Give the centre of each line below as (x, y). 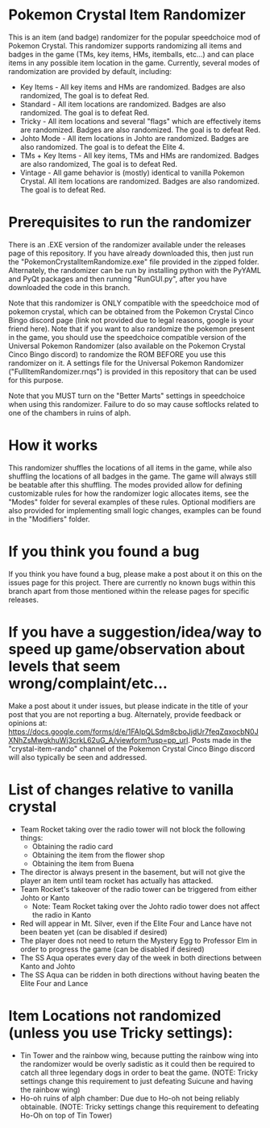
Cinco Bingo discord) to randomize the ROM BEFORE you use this (117, 354)
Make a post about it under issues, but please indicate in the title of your (128, 706)
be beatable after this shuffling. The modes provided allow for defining (126, 484)
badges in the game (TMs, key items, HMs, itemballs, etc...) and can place (131, 54)
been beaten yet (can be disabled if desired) (93, 931)
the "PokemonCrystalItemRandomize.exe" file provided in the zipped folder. (134, 261)
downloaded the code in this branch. (69, 287)
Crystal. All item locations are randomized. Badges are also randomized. (140, 181)
